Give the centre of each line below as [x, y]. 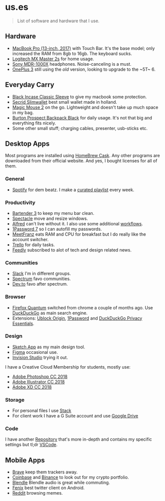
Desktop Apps [28, 144]
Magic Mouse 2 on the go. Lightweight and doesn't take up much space [85, 107]
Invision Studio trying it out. [40, 357]
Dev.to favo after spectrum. [40, 284]
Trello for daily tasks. [33, 245]
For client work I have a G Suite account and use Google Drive [75, 416]
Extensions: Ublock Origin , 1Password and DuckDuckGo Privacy [77, 318]
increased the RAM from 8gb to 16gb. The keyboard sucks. [72, 53]
